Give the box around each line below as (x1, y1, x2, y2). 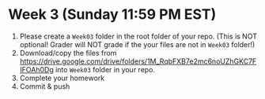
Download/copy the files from (19, 48, 117, 57)
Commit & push (19, 81, 70, 91)
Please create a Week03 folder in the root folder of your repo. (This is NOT (19, 31, 257, 41)
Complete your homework (19, 73, 105, 82)
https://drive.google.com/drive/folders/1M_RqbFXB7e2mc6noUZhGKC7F (19, 57, 257, 66)
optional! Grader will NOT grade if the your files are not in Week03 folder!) (19, 39, 256, 49)
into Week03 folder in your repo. (55, 64, 156, 74)
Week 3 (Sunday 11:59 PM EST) (8, 5, 217, 24)
